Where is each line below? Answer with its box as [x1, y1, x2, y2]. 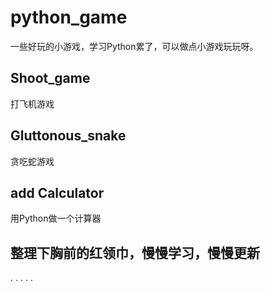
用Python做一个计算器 [10, 212, 102, 225]
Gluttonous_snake [10, 127, 127, 145]
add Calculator [10, 184, 105, 201]
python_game [10, 6, 128, 29]
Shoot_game [10, 70, 91, 87]
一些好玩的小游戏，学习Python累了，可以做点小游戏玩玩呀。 [10, 40, 259, 52]
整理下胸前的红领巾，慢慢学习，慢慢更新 [10, 244, 260, 261]
